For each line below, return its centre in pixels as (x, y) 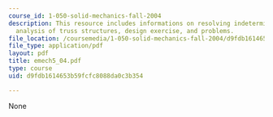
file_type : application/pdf (56, 46)
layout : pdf (28, 53)
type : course (30, 69)
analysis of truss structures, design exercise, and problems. (125, 31)
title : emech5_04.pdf (45, 61)
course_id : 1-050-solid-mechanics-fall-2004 (85, 16)
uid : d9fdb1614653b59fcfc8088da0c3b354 (76, 76)
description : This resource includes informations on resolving (119, 23)
